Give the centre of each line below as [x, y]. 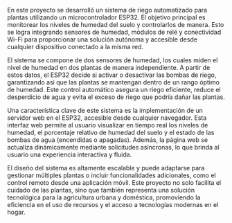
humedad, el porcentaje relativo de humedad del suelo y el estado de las [111, 132]
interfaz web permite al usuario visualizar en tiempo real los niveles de [108, 125]
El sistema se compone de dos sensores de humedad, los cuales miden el [113, 60]
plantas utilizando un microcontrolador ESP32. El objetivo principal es [106, 17]
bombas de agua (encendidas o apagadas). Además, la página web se [108, 140]
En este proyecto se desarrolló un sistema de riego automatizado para [107, 10]
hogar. [16, 212]
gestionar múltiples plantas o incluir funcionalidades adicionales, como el [111, 175]
